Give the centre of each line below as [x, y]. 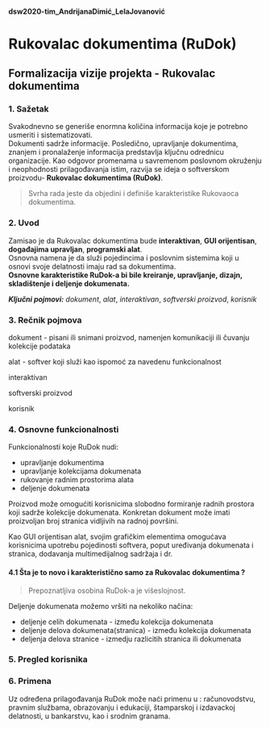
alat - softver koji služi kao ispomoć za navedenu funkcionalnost [115, 362]
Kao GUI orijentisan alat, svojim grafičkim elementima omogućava [118, 537]
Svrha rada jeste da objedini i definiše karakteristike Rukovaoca [133, 194]
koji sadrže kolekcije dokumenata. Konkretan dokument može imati [119, 513]
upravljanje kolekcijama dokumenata [81, 471]
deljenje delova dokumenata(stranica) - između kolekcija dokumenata [135, 630]
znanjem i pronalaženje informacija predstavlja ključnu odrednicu [116, 152]
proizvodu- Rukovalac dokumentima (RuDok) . [86, 178]
